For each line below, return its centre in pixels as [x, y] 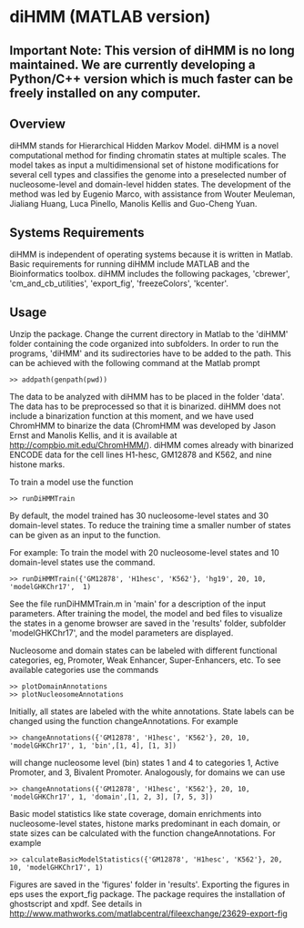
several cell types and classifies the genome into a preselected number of [148, 175]
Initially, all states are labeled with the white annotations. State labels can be [152, 711]
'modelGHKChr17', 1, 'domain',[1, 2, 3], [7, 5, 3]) [111, 797]
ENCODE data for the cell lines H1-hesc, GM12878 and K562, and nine [141, 455]
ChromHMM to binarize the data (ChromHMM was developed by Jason [142, 426]
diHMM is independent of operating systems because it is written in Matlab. [151, 255]
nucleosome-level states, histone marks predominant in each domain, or [145, 824]
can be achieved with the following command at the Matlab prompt [135, 363]
